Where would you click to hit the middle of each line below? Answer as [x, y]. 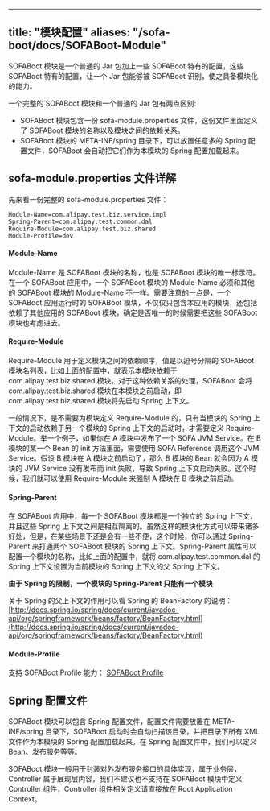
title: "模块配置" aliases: [70, 33]
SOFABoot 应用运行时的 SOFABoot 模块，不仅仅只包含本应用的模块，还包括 [133, 302]
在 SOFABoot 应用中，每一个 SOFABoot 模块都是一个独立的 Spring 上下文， [133, 516]
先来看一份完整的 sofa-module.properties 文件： [88, 199]
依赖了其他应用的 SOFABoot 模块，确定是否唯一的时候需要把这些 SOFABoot [133, 312]
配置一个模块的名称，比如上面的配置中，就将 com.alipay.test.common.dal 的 [134, 557]
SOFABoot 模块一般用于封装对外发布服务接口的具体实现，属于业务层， [125, 769]
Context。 [25, 799]
